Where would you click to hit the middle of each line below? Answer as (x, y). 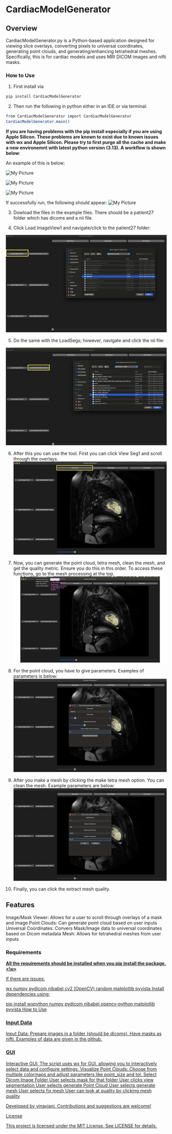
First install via (28, 87)
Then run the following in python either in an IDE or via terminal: (80, 106)
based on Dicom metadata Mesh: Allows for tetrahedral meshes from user (83, 933)
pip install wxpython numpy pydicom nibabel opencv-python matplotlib (80, 1004)
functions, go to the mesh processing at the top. (64, 574)
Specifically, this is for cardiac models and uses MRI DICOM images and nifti (86, 57)
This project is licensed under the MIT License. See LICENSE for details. (81, 1126)
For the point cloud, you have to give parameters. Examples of (79, 671)
